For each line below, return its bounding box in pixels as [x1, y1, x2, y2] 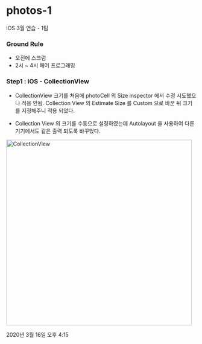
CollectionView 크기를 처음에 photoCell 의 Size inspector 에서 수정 [14, 92, 176, 99]
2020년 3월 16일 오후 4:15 [6, 331, 69, 338]
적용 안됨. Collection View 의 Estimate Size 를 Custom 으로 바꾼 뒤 [21, 99, 181, 106]
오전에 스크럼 [14, 54, 46, 62]
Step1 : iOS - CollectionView [6, 77, 89, 86]
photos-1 [6, 4, 52, 18]
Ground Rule [6, 40, 44, 48]
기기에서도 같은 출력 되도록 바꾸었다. [14, 127, 101, 135]
